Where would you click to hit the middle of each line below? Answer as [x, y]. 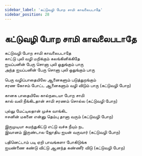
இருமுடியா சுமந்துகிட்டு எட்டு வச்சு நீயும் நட [44, 127]
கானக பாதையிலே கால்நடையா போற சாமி [45, 96]
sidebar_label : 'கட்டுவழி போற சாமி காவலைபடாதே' [54, 10]
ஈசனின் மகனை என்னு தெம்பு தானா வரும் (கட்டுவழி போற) [59, 117]
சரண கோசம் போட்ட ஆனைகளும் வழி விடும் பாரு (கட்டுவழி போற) [68, 86]
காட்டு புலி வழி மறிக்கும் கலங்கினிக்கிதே [42, 59]
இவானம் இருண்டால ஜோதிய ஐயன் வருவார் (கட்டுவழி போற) [63, 132]
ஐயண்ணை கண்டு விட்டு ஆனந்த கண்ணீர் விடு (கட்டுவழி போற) [65, 148]
